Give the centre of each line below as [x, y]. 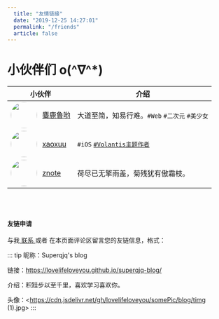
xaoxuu [54, 144]
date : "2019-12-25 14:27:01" [56, 20]
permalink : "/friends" [47, 27]
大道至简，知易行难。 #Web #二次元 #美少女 [143, 116]
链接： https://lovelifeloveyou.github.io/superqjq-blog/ [85, 270]
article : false [36, 33]
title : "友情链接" [38, 14]
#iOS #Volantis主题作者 [114, 145]
